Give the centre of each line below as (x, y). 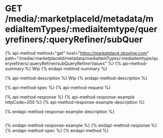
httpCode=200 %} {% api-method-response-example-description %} (75, 102)
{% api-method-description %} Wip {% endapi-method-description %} (76, 78)
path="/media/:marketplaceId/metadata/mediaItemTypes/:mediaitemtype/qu (81, 58)
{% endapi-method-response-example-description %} (60, 111)
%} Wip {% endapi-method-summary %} (66, 68)
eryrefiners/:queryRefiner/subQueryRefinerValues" (56, 63)
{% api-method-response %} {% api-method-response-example (70, 97)
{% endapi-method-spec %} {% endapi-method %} (57, 130)
